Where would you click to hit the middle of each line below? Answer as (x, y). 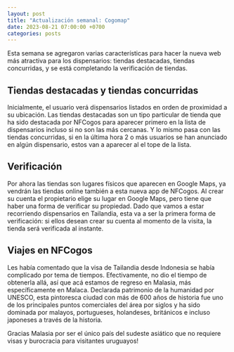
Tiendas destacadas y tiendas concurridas (103, 90)
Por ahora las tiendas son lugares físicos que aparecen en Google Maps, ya (117, 183)
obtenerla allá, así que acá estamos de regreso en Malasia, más (99, 282)
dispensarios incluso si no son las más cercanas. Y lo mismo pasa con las (114, 130)
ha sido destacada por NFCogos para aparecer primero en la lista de (106, 122)
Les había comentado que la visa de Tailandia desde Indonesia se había (111, 267)
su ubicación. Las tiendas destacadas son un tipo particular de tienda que (114, 115)
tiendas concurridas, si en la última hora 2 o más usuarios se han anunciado (117, 137)
